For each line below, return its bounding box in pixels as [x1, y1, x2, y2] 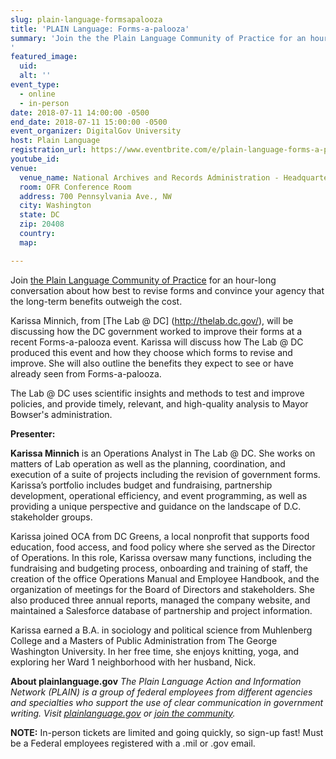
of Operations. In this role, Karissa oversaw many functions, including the [10, 551, 312, 563]
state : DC [19, 210, 60, 220]
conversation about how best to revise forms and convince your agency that [10, 284, 325, 296]
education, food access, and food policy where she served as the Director [10, 541, 316, 553]
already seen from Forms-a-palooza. [10, 367, 162, 380]
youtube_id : [10, 154, 60, 164]
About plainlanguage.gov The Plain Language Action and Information [10, 675, 302, 687]
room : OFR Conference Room [19, 182, 132, 192]
